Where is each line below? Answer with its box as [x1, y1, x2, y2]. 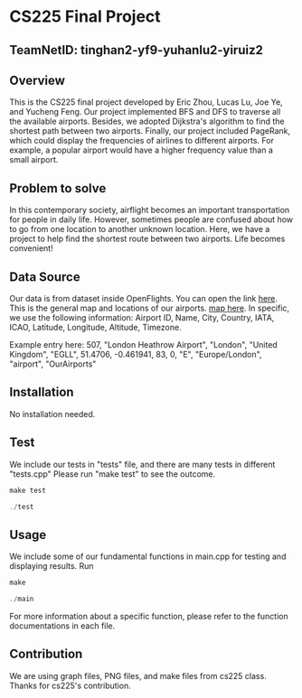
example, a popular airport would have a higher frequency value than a [9, 144, 274, 155]
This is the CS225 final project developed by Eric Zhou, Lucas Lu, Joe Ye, [9, 97, 283, 107]
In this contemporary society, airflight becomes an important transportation [9, 205, 290, 216]
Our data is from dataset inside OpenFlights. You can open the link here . [9, 293, 278, 304]
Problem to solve [9, 181, 107, 196]
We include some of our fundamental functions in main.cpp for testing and [9, 551, 287, 562]
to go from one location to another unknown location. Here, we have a [9, 224, 270, 235]
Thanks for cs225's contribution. [9, 680, 131, 691]
